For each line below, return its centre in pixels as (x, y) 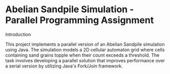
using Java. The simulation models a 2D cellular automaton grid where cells (85, 50)
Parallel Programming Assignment (80, 20)
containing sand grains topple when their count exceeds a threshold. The (82, 55)
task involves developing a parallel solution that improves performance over (85, 60)
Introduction (18, 34)
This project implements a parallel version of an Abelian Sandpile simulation (85, 44)
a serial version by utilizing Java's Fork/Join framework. (64, 66)
